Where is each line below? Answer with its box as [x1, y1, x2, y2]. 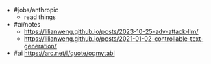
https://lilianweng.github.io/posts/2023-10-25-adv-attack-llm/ [23, 27, 199, 35]
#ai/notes [13, 20, 41, 28]
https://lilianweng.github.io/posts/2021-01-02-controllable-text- [23, 35, 204, 43]
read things [23, 13, 56, 21]
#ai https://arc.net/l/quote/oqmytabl [13, 49, 115, 57]
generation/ [23, 42, 57, 50]
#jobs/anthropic [13, 6, 59, 14]
